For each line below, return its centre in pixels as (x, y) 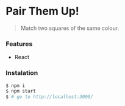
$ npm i (16, 86)
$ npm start (21, 91)
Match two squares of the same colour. (70, 28)
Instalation (22, 73)
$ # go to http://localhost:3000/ (50, 97)
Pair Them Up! (43, 11)
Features (19, 44)
